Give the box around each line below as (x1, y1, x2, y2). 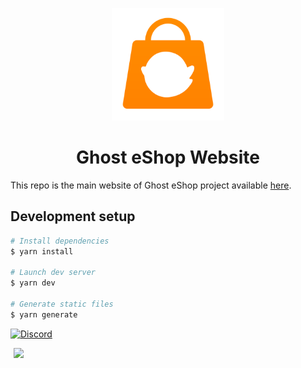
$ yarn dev (10, 278, 56, 288)
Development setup (10, 208, 136, 225)
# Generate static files (10, 299, 114, 309)
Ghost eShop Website (76, 146, 260, 169)
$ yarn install (10, 246, 74, 257)
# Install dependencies (10, 236, 110, 246)
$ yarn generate (10, 309, 78, 320)
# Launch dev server (10, 268, 97, 278)
